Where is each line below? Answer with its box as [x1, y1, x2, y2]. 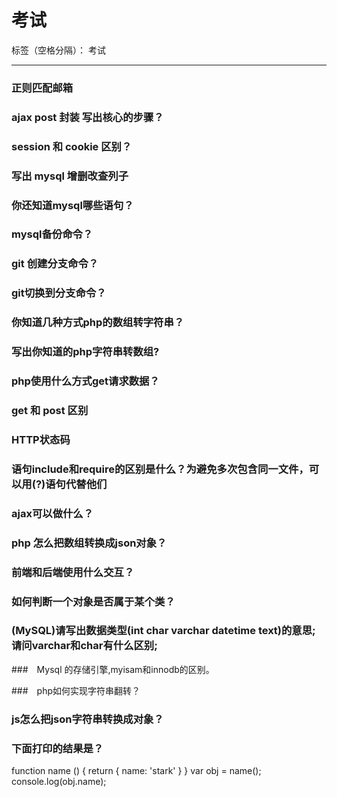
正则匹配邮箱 [11, 81, 74, 95]
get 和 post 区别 [11, 404, 89, 417]
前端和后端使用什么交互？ [11, 565, 135, 579]
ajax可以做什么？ [11, 506, 94, 520]
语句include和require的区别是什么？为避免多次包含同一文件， [11, 462, 309, 476]
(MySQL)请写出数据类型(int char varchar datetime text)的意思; [11, 624, 316, 638]
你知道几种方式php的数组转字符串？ [11, 316, 185, 330]
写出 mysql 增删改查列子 [11, 169, 129, 183]
